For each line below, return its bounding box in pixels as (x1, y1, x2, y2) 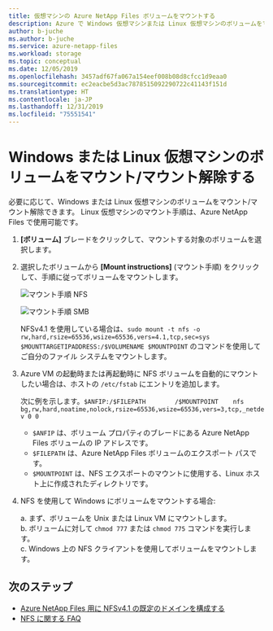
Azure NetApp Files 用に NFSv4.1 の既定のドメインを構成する (19, 603, 225, 613)
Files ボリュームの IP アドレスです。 (32, 437, 153, 448)
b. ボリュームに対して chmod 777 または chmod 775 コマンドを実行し (19, 523, 245, 533)
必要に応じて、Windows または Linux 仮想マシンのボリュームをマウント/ (8, 196, 251, 206)
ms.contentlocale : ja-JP (8, 95, 93, 103)
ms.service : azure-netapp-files (8, 42, 118, 50)
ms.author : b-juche (8, 34, 75, 43)
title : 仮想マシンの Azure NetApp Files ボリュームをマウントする (8, 11, 215, 20)
